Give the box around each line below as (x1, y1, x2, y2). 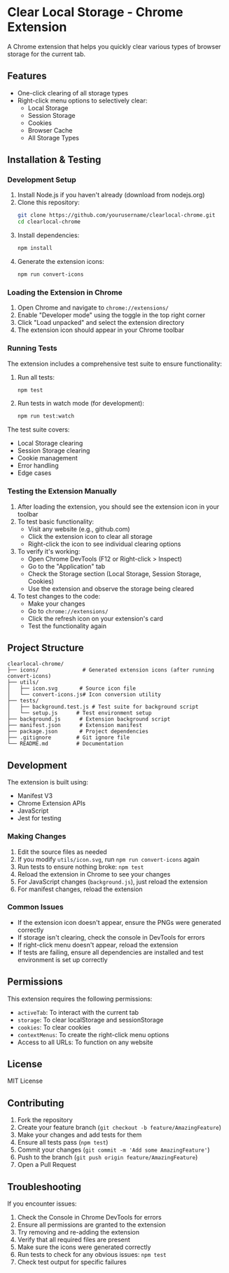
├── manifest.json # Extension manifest (7, 722, 142, 729)
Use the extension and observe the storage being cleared (27, 584, 195, 593)
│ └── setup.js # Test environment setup (7, 709, 152, 717)
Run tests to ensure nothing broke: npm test (17, 862, 144, 871)
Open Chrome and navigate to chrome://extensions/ (17, 303, 169, 312)
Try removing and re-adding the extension (17, 1228, 140, 1237)
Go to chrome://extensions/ (27, 606, 109, 615)
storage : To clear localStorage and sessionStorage (17, 1015, 164, 1024)
